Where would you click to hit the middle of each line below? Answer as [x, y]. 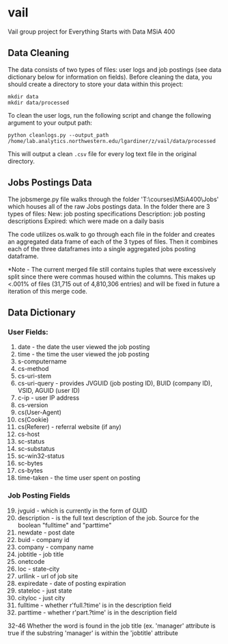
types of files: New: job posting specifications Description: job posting [106, 214]
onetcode [31, 561]
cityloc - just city [41, 597]
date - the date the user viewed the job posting [84, 347]
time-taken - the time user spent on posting [79, 478]
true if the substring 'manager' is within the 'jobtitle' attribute [93, 633]
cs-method [33, 369]
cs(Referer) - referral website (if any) [69, 427]
